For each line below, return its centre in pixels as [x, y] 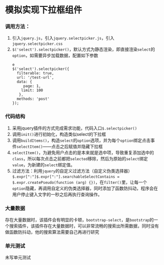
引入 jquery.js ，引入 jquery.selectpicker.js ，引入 [63, 38]
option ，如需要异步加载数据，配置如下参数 [55, 55]
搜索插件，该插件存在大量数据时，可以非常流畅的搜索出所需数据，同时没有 [84, 226]
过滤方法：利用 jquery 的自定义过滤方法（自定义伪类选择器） [72, 171]
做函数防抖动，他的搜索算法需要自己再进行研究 [52, 232]
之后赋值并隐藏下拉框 [81, 146]
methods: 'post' [33, 99]
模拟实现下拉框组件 [44, 10]
